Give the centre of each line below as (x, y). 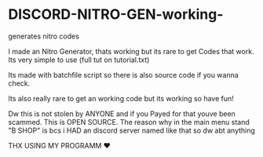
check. (19, 83)
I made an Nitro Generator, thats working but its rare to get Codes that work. (131, 51)
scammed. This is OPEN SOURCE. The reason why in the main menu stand (129, 122)
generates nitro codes (44, 36)
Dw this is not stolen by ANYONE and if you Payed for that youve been (122, 113)
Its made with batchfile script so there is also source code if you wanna (124, 75)
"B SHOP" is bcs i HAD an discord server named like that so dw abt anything (131, 130)
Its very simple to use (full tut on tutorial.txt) (79, 60)
